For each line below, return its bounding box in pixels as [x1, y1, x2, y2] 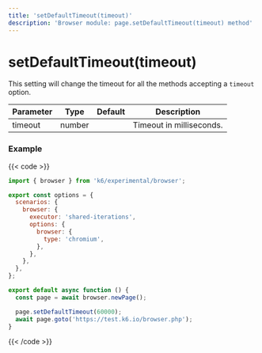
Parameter [12, 106, 53, 117]
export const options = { [8, 191, 93, 199]
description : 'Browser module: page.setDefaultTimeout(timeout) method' [8, 19, 253, 27]
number [59, 120, 89, 131]
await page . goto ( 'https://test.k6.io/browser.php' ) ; [15, 315, 193, 323]
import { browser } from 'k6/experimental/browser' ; [8, 176, 186, 184]
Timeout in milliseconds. [132, 120, 223, 131]
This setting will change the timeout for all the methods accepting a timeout [8, 79, 255, 89]
